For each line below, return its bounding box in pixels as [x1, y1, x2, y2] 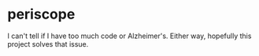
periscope [7, 5, 76, 23]
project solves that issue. [7, 39, 89, 48]
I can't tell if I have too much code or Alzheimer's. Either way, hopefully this [7, 31, 252, 40]
